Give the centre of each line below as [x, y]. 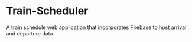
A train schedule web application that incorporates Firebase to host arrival [96, 27]
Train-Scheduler [47, 11]
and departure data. [30, 33]
